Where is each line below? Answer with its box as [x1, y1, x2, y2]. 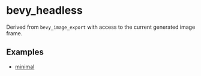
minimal [14, 63, 35, 70]
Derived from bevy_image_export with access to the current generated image [6, 23, 196, 31]
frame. [6, 29, 23, 37]
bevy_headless [6, 4, 83, 17]
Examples [6, 47, 44, 57]
